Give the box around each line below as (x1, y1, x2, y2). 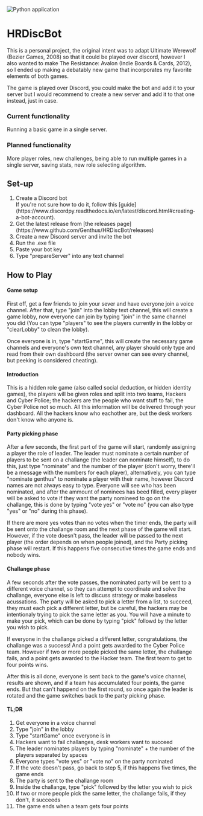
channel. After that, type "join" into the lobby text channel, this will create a (7, 306, 193, 313)
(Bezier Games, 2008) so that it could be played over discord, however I (7, 53, 186, 60)
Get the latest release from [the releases (15, 220, 116, 228)
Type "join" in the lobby (15, 725, 75, 733)
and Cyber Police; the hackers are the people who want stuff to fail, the (7, 397, 184, 404)
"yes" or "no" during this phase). (7, 507, 88, 515)
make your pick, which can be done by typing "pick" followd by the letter (7, 617, 188, 625)
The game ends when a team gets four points (15, 802, 129, 809)
